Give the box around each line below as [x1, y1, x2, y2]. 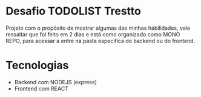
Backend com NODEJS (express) [14, 78, 97, 85]
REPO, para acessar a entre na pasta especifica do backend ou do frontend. [5, 37, 196, 44]
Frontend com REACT [14, 85, 69, 92]
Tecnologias [5, 59, 69, 72]
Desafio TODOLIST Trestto [5, 4, 142, 18]
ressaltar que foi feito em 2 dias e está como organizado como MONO [5, 30, 180, 38]
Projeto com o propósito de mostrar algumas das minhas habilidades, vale [5, 24, 191, 32]
